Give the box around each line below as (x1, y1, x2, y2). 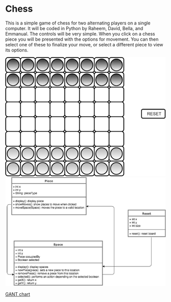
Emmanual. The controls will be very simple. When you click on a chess (5, 31, 155, 37)
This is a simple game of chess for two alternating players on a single (5, 20, 151, 26)
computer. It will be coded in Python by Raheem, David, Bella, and (5, 25, 144, 31)
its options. (5, 47, 29, 53)
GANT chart (5, 291, 31, 297)
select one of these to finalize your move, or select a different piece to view (5, 41, 164, 47)
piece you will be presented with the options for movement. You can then (5, 36, 159, 42)
